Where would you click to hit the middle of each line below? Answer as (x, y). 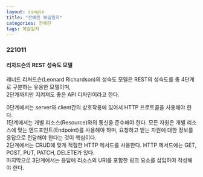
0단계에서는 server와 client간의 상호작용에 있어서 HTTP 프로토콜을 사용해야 (96, 108)
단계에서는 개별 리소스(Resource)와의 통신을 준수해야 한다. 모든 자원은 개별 (97, 123)
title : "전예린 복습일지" (34, 18)
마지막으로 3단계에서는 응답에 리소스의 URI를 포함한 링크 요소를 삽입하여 (91, 160)
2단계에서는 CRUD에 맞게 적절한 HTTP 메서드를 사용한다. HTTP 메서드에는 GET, (101, 145)
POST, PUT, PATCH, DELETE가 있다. (50, 153)
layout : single (25, 12)
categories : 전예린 (29, 23)
